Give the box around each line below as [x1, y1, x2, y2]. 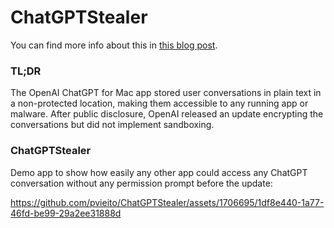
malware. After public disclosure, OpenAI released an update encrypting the [10, 108, 324, 120]
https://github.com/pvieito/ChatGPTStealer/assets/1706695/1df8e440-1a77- [10, 196, 325, 208]
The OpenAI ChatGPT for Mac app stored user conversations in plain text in [10, 87, 322, 99]
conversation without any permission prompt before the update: [10, 177, 273, 189]
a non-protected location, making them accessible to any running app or [10, 97, 309, 110]
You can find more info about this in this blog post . [10, 39, 218, 51]
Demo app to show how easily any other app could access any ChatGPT [10, 166, 308, 178]
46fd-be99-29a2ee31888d [10, 207, 122, 219]
